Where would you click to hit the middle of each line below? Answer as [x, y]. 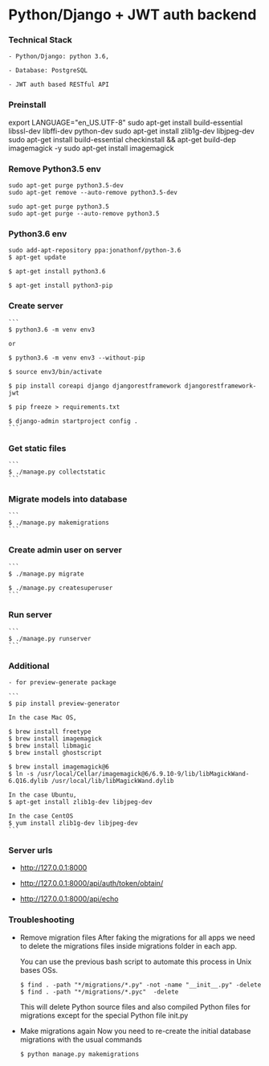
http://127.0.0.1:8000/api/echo [69, 899]
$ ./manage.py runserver [50, 638]
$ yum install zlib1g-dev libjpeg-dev [73, 823]
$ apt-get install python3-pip [61, 286]
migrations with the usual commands [81, 1039]
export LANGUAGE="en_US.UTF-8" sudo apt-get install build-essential [126, 122]
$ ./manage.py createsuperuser [61, 588]
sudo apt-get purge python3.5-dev [66, 186]
